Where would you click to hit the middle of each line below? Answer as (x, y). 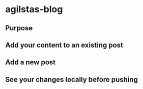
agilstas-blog (34, 9)
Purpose (19, 28)
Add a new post (31, 62)
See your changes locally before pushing (72, 79)
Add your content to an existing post (64, 45)
